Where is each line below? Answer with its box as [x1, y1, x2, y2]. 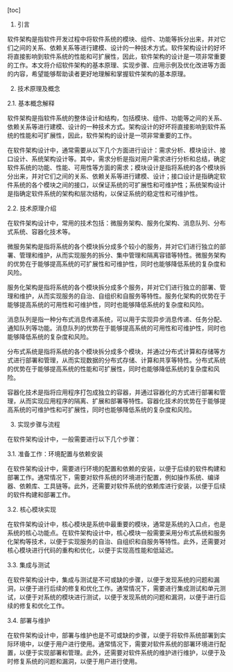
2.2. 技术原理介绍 [7, 204, 57, 212]
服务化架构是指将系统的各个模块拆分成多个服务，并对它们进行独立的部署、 [7, 283, 220, 291]
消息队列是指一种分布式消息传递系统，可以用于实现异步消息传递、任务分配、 [7, 315, 226, 324]
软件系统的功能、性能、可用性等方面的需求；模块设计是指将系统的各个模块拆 [7, 163, 226, 171]
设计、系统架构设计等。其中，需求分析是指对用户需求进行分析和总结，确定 [12, 155, 226, 162]
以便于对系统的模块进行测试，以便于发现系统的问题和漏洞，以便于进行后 [19, 593, 226, 601]
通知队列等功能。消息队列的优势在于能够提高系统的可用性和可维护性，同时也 [7, 324, 226, 332]
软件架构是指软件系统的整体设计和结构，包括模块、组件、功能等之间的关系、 [7, 114, 226, 122]
